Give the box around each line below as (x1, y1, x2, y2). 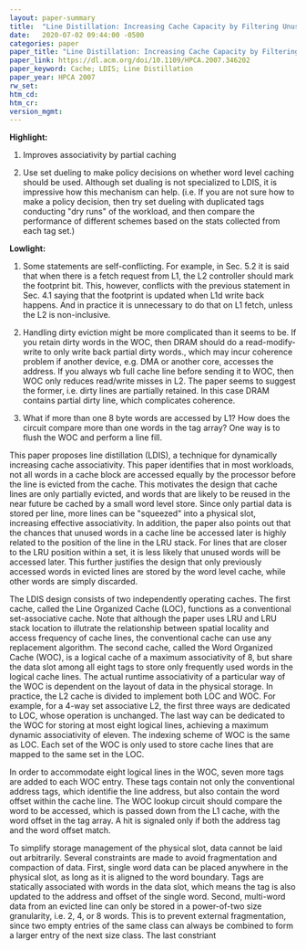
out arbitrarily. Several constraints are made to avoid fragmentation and (9, 852, 278, 863)
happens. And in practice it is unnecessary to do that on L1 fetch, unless (22, 300, 293, 311)
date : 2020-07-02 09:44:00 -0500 (9, 30, 145, 39)
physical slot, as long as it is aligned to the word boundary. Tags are (9, 871, 264, 882)
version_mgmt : (9, 107, 64, 116)
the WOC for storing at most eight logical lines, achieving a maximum (9, 720, 269, 731)
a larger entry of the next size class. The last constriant (9, 930, 217, 941)
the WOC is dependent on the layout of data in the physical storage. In (9, 681, 273, 692)
